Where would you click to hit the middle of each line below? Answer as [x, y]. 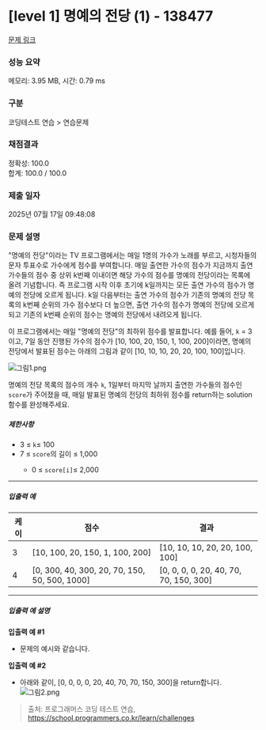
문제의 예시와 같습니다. [55, 649]
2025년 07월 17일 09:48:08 [52, 214]
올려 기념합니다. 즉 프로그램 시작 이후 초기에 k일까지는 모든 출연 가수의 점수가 [127, 285]
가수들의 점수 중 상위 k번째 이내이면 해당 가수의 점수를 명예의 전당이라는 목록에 [129, 275]
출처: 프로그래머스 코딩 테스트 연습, [82, 709]
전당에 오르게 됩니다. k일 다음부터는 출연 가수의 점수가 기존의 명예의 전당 [135, 295]
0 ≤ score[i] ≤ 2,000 [65, 470]
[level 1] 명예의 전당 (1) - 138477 [111, 16]
